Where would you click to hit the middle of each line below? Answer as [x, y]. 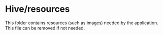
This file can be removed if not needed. [45, 28]
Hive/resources [37, 9]
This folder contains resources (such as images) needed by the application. [82, 23]
